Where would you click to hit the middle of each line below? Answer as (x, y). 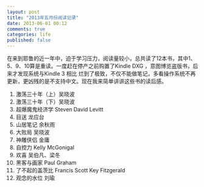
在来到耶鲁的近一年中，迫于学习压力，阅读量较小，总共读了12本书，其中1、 (101, 58)
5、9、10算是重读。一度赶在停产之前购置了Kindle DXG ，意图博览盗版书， (100, 66)
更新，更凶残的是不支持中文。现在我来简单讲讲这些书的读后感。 (87, 81)
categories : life (29, 35)
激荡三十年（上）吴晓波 (45, 94)
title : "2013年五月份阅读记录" (43, 18)
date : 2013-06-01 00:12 (37, 23)
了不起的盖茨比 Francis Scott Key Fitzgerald (70, 170)
